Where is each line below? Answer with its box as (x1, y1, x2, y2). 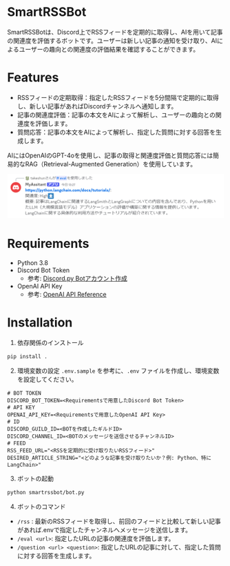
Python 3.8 (17, 259, 48, 267)
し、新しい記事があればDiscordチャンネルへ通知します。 (17, 101, 178, 110)
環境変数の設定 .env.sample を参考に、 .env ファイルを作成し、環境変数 (17, 367, 220, 375)
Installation (7, 315, 73, 331)
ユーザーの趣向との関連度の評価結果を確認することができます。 (19, 45, 200, 53)
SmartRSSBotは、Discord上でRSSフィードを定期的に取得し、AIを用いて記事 (7, 28, 223, 36)
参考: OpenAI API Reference (27, 291, 107, 299)
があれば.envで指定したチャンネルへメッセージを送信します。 (17, 525, 191, 534)
